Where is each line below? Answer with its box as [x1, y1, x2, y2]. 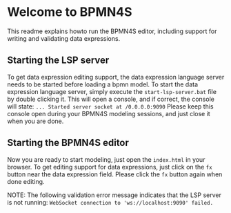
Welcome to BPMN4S [7, 4, 132, 20]
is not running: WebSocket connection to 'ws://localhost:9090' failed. [7, 198, 214, 206]
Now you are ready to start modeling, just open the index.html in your [7, 155, 205, 163]
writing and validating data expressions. [7, 34, 121, 42]
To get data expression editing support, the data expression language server [7, 73, 225, 81]
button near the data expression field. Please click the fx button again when [7, 170, 223, 178]
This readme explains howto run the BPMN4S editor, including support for [7, 27, 217, 35]
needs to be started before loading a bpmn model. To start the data [7, 80, 199, 89]
